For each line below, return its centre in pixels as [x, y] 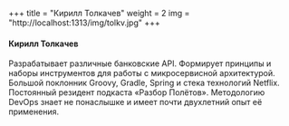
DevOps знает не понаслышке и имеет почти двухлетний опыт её [135, 102]
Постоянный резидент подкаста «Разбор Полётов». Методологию [137, 92]
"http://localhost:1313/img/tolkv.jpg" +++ [84, 23]
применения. [34, 111]
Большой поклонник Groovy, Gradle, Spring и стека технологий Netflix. [144, 83]
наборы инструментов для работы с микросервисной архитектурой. [142, 73]
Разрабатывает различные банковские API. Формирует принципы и [140, 63]
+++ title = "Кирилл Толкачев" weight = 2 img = [99, 13]
